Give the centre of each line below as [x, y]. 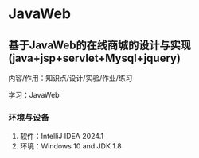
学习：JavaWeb [34, 95]
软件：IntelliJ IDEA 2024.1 [62, 137]
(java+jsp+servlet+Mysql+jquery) [95, 58]
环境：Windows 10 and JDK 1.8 [70, 146]
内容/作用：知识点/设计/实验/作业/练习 [70, 78]
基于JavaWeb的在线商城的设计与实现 [100, 45]
